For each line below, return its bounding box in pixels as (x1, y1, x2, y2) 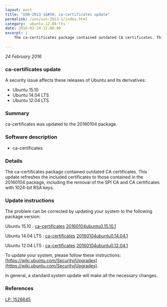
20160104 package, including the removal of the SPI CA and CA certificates (5, 179, 160, 185)
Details (5, 157, 23, 164)
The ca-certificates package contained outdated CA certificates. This (5, 168, 148, 174)
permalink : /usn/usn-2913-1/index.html (5, 16, 88, 21)
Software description (5, 134, 58, 141)
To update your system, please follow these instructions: (5, 252, 121, 258)
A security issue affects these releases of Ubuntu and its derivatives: (5, 77, 146, 83)
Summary (5, 110, 30, 117)
